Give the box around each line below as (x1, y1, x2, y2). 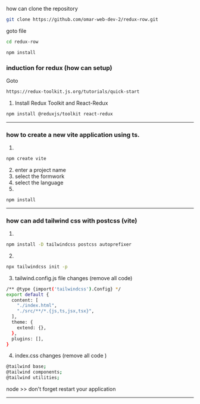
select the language (14, 178, 64, 186)
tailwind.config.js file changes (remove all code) (14, 274, 133, 281)
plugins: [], (11, 336, 44, 342)
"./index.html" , (17, 303, 58, 309)
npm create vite (6, 155, 46, 161)
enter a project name (14, 166, 67, 173)
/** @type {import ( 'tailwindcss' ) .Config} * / (6, 286, 121, 292)
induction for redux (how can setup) (6, 64, 112, 72)
